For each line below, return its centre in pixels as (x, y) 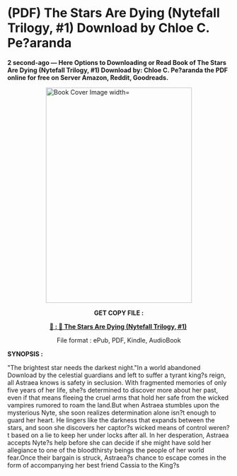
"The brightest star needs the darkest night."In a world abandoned (104, 367)
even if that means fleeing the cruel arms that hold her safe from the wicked (118, 398)
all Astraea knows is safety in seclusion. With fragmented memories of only (117, 382)
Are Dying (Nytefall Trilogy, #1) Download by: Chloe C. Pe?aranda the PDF (118, 70)
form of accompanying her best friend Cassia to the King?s (93, 465)
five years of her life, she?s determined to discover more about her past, (113, 390)
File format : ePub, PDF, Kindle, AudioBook (119, 340)
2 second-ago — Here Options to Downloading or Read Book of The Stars (117, 62)
